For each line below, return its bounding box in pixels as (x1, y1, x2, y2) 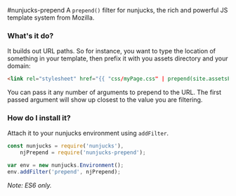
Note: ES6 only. (7, 181, 52, 189)
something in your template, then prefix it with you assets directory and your (7, 54, 228, 63)
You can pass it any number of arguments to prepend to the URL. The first (7, 88, 222, 97)
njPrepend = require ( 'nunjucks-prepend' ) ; (20, 149, 146, 157)
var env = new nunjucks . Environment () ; (7, 162, 124, 169)
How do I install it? (7, 113, 72, 123)
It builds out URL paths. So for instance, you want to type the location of (7, 47, 216, 55)
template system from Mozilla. (7, 13, 95, 22)
